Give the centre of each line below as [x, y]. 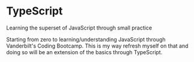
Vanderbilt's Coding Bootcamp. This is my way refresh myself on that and [97, 46]
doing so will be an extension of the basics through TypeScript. [84, 52]
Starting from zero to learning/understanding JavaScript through [86, 39]
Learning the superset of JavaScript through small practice [79, 28]
